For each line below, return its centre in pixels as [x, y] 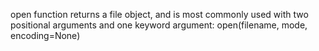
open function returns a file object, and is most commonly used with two [159, 14]
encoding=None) [45, 35]
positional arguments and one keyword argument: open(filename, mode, [159, 25]
